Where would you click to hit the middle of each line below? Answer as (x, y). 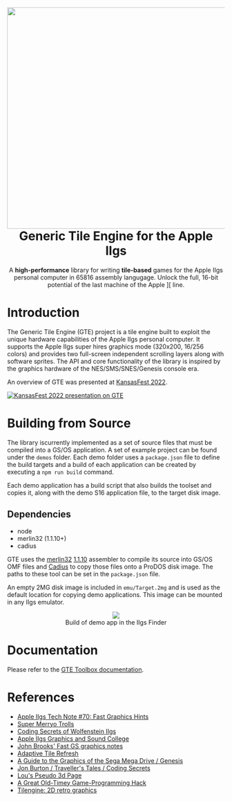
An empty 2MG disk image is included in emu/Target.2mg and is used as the (114, 587)
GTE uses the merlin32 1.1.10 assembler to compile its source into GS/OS (110, 559)
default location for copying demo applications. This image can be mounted (115, 594)
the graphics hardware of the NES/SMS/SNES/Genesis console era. (103, 368)
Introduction (43, 313)
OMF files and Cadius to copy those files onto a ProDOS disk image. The (110, 567)
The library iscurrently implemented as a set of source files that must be (110, 442)
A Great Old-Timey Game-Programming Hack (81, 782)
